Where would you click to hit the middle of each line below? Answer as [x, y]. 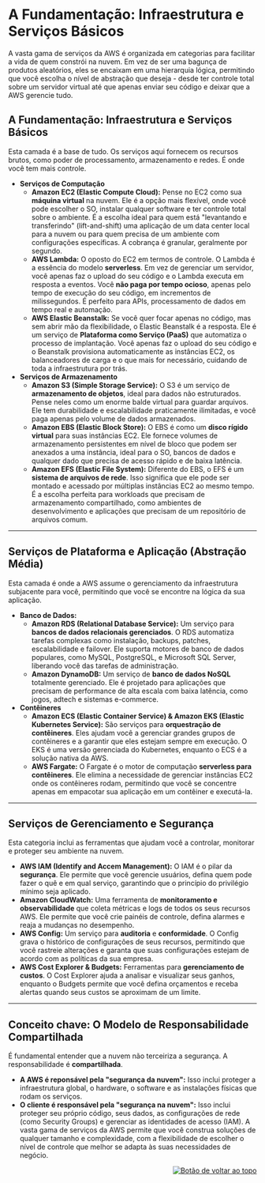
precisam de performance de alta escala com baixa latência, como [140, 691]
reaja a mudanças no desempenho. [77, 925]
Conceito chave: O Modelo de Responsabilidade [129, 1025]
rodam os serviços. [51, 1097]
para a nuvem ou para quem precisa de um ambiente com [125, 234]
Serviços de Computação [62, 183]
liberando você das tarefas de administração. [105, 665]
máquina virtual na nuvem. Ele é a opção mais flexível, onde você [139, 200]
